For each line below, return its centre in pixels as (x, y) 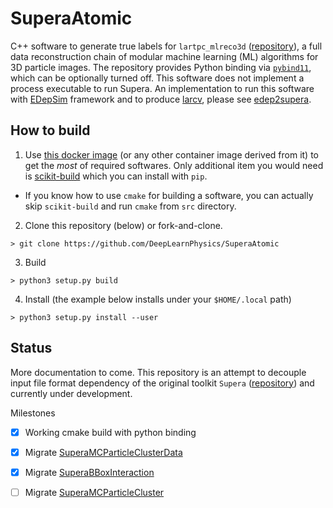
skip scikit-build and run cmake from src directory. (130, 206)
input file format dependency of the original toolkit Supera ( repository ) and (162, 383)
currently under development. (71, 393)
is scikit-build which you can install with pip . (116, 176)
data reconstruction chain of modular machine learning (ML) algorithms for (164, 56)
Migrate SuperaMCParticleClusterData (103, 452)
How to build (50, 130)
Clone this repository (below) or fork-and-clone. (123, 225)
